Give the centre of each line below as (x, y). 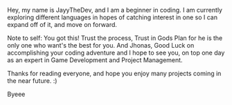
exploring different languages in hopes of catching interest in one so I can (113, 17)
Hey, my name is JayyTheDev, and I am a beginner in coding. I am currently (115, 10)
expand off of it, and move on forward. (62, 25)
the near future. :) (32, 81)
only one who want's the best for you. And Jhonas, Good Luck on (101, 45)
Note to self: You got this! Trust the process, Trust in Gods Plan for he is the (115, 38)
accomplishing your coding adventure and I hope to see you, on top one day (116, 52)
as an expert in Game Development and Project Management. (95, 60)
